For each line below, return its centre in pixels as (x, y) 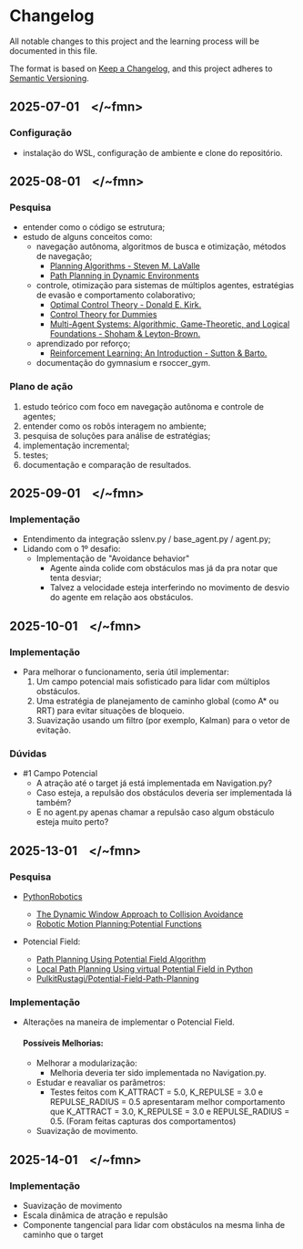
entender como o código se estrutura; (94, 227)
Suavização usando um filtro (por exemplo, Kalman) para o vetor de (163, 720)
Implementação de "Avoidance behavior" (113, 558)
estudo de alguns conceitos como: (87, 237)
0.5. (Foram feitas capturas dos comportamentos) (143, 1121)
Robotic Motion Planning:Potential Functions (119, 923)
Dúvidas (28, 754)
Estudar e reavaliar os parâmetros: (101, 1083)
